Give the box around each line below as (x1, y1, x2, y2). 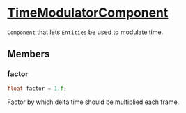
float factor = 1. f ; (7, 85, 68, 92)
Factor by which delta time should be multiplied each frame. (7, 98, 180, 106)
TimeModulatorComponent (7, 5, 169, 21)
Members (7, 48, 50, 60)
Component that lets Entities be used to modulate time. (7, 28, 164, 36)
